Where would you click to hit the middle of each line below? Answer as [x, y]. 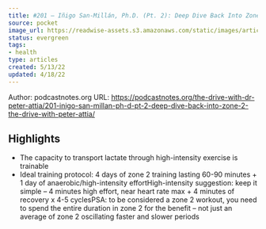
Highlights [34, 139]
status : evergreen [38, 38]
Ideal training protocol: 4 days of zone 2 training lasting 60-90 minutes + [138, 174]
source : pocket [33, 23]
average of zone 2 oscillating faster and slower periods [109, 217]
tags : [17, 45]
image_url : [26, 30]
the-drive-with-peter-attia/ [51, 114]
